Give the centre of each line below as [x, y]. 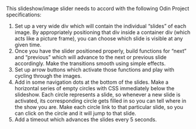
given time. [28, 45]
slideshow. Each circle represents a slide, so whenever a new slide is [97, 94]
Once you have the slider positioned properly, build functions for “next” [100, 51]
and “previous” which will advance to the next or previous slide [90, 57]
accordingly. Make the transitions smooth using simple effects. [90, 63]
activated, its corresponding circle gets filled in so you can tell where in [100, 101]
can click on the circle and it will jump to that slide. [75, 113]
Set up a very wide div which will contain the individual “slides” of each [100, 26]
